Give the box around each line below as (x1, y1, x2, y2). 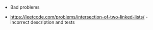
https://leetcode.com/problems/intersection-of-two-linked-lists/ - (10, 14, 148, 19)
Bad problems (10, 4, 40, 10)
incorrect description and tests (10, 19, 75, 25)
